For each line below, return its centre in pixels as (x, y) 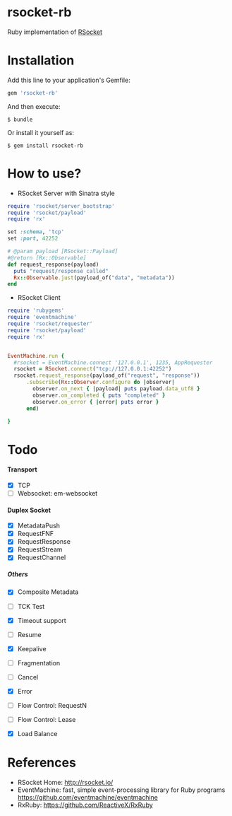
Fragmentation (39, 663)
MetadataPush (38, 526)
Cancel (28, 677)
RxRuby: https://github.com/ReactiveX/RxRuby (85, 805)
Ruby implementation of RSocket (55, 32)
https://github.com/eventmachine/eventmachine (88, 798)
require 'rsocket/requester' (50, 324)
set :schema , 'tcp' (36, 232)
